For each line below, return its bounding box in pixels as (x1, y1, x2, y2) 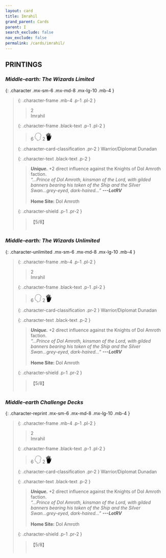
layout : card (5, 8, 33, 13)
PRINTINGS (5, 60, 42, 69)
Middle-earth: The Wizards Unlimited (5, 237, 100, 244)
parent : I (5, 25, 27, 30)
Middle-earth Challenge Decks (5, 399, 84, 406)
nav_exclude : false (5, 35, 47, 40)
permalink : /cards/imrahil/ (5, 41, 65, 46)
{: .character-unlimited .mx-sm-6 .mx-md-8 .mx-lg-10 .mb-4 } (5, 249, 136, 255)
